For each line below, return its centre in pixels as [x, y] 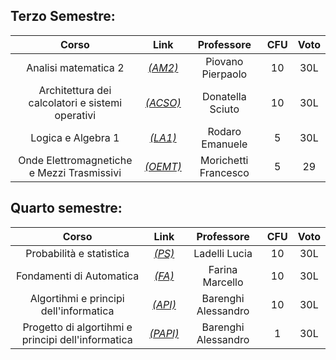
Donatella [224, 96]
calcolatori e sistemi [75, 102]
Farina [223, 269]
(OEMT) [163, 166]
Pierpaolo [224, 74]
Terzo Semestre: [63, 16]
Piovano [224, 61]
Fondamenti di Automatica [77, 276]
